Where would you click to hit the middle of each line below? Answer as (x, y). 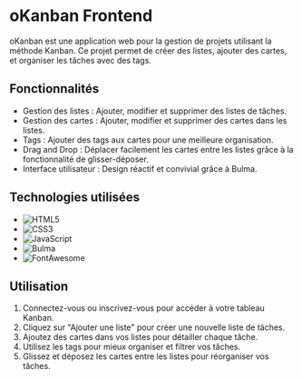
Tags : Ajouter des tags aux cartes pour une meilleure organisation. (148, 140)
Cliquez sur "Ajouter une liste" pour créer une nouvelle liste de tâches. (154, 327)
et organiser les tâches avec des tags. (81, 60)
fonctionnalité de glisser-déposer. (86, 159)
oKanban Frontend (81, 16)
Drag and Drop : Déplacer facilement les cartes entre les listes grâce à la (158, 149)
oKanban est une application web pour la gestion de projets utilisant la (141, 41)
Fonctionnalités (54, 89)
